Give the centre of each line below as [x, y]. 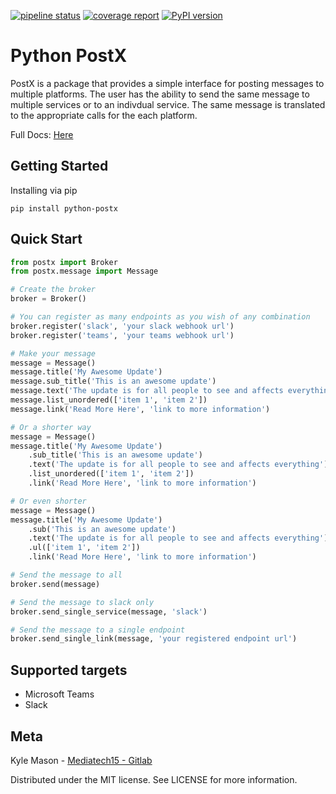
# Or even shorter [48, 501]
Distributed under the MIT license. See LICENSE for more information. [154, 779]
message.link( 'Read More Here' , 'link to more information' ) [140, 409]
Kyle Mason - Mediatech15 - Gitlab [81, 760]
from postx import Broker [64, 262]
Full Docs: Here [42, 134]
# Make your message [53, 353]
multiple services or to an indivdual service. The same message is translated [168, 104]
